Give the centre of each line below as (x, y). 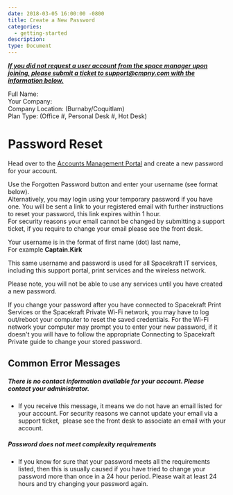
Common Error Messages (64, 363)
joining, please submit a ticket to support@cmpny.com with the (102, 73)
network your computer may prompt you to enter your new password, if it (113, 327)
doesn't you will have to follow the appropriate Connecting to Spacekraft (112, 334)
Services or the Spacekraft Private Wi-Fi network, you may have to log (109, 312)
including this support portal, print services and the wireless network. (107, 270)
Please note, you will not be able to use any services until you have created (115, 284)
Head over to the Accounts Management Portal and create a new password (115, 163)
